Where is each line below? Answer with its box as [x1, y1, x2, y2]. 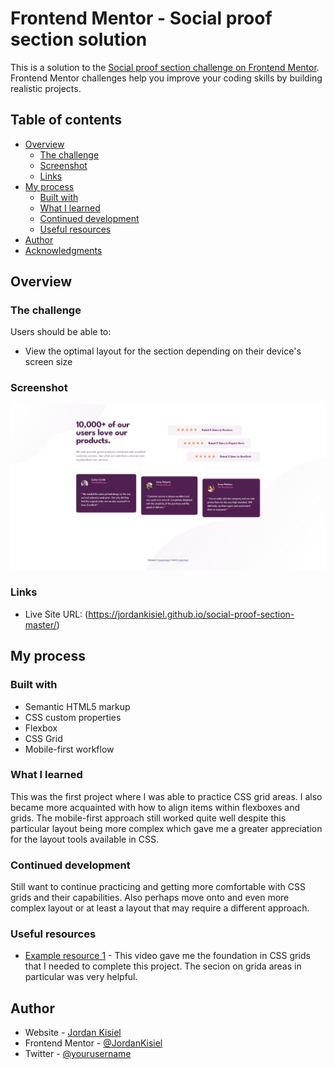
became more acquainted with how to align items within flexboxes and [10, 801, 301, 813]
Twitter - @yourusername [24, 1048, 132, 1060]
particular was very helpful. [24, 971, 138, 983]
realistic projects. [10, 82, 82, 94]
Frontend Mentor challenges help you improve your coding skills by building [10, 72, 323, 84]
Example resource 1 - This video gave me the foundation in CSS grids [24, 950, 311, 962]
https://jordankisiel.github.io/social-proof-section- [88, 608, 295, 620]
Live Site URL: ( [24, 608, 89, 620]
